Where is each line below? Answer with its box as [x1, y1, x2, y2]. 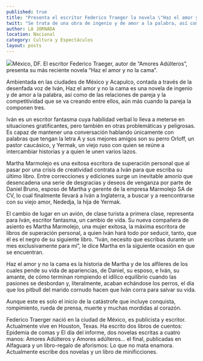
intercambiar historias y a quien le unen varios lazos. [6, 148, 137, 155]
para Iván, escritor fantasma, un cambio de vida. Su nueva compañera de [6, 216, 189, 224]
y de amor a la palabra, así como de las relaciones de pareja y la [6, 91, 166, 98]
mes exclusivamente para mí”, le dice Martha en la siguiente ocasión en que [6, 242, 195, 249]
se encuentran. [6, 248, 44, 256]
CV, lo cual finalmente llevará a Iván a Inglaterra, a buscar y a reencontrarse [6, 191, 195, 199]
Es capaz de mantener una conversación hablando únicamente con [6, 128, 174, 136]
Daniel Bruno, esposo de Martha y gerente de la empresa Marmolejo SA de [6, 185, 193, 193]
